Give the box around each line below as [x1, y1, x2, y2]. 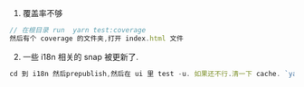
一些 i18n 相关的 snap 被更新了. [22, 51, 138, 62]
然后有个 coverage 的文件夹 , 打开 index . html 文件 [9, 34, 184, 43]
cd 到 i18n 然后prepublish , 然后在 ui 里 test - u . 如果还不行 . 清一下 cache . [9, 69, 281, 78]
